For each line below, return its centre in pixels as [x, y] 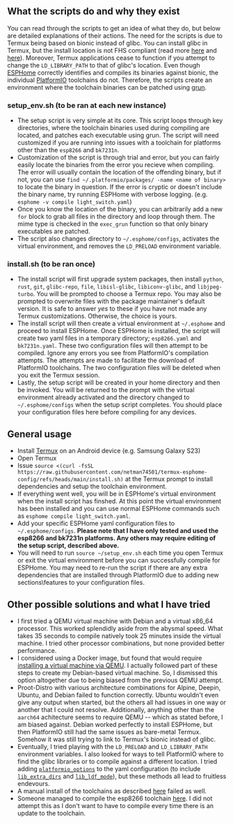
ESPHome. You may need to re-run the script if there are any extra [112, 568]
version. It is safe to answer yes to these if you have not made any [112, 309]
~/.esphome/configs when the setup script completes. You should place [120, 405]
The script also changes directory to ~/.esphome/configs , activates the [118, 239]
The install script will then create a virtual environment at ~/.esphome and [121, 323]
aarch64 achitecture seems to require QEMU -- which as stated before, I [120, 717]
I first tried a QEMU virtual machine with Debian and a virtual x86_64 [115, 621]
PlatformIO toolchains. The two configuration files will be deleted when [119, 368]
